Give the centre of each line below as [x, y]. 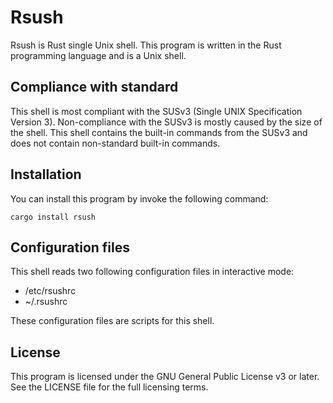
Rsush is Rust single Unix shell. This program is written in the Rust [146, 45]
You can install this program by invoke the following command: [139, 198]
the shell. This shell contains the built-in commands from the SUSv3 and [159, 132]
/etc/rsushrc [50, 291]
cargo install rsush [53, 217]
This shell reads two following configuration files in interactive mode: [152, 272]
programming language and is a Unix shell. [98, 55]
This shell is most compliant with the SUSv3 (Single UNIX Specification [156, 111]
